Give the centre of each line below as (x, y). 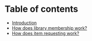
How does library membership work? (49, 28)
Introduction (24, 23)
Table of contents (42, 9)
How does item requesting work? (46, 33)
